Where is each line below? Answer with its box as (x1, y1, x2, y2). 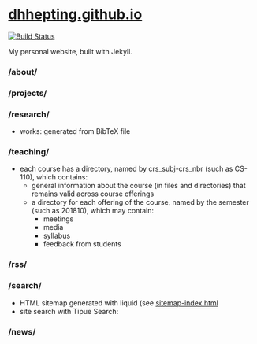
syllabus (43, 231, 71, 241)
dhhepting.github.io (8, 6, 143, 24)
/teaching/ (8, 146, 50, 157)
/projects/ (8, 87, 47, 98)
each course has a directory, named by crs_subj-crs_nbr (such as (19, 164, 233, 174)
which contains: (36, 172, 88, 182)
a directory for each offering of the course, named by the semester (31, 198, 250, 207)
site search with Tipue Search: (19, 306, 119, 316)
